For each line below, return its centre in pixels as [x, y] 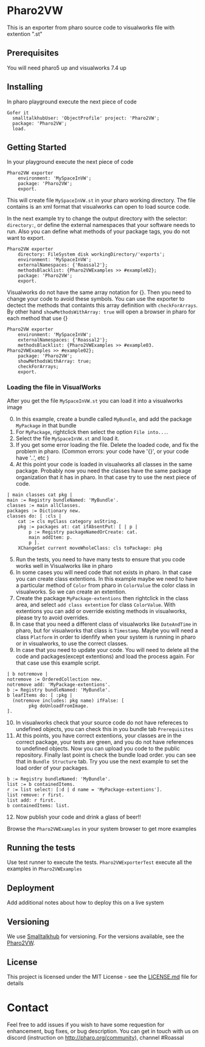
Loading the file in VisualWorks [54, 387]
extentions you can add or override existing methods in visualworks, [101, 611]
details [15, 983]
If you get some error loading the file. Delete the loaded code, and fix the [107, 444]
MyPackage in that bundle [46, 425]
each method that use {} [37, 318]
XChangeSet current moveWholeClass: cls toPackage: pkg [90, 548]
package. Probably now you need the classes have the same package [103, 471]
